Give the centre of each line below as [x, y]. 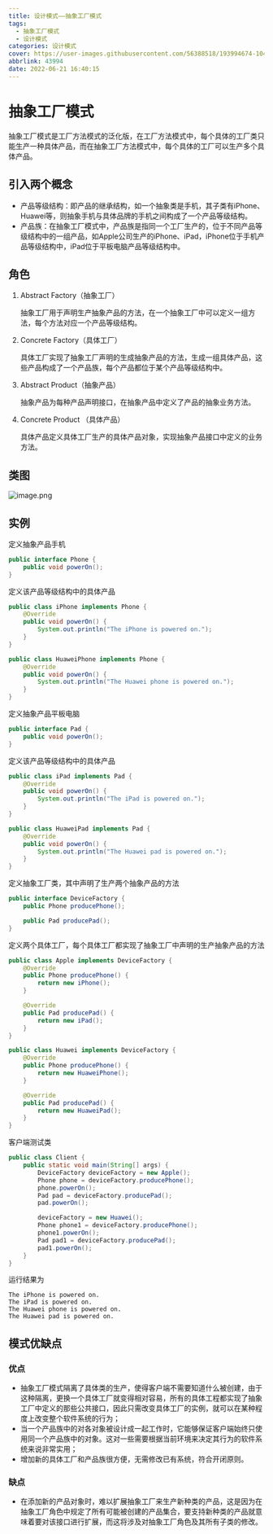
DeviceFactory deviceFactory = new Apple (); [114, 1172]
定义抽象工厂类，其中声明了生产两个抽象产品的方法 [94, 883]
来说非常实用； [52, 1449]
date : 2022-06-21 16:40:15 [54, 69]
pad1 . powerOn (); [65, 1248]
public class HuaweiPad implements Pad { [80, 828]
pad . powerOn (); [63, 1203]
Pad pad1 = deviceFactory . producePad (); [107, 1240]
